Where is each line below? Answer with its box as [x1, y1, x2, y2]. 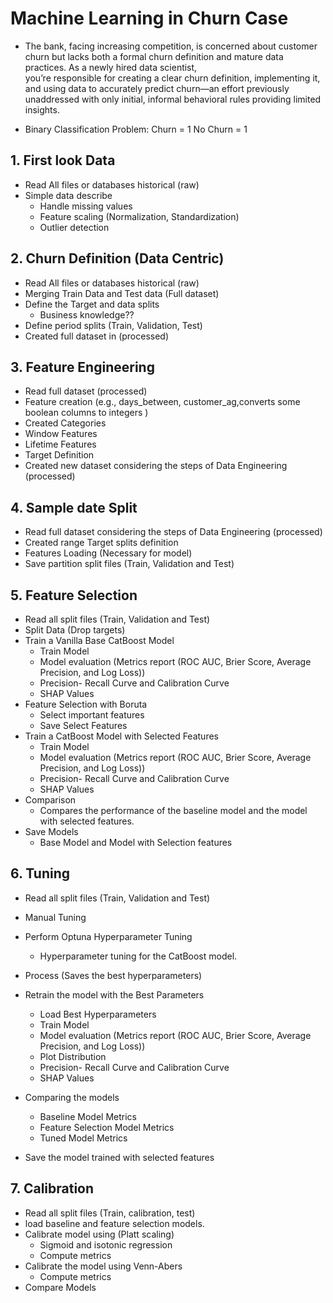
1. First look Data [10, 152, 116, 169]
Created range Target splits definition [24, 537, 179, 549]
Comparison [24, 794, 77, 806]
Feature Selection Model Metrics [39, 1121, 175, 1133]
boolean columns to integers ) [24, 407, 149, 419]
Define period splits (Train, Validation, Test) [24, 319, 203, 331]
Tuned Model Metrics [39, 1132, 128, 1144]
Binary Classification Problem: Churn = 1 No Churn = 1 [24, 123, 248, 135]
